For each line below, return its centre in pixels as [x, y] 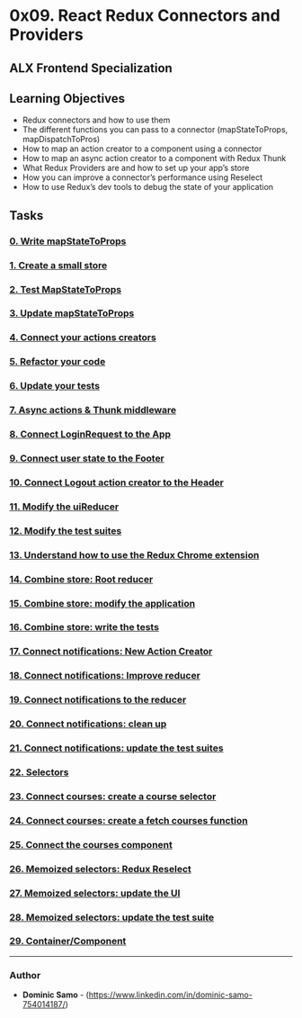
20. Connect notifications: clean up [88, 724]
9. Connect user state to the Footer [87, 458]
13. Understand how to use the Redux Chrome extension [134, 554]
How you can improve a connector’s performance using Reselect [142, 177]
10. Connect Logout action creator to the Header [117, 482]
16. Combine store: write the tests [84, 627]
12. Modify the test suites [66, 530]
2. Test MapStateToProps [66, 289]
